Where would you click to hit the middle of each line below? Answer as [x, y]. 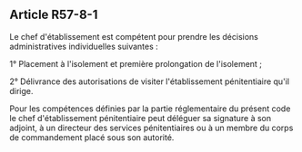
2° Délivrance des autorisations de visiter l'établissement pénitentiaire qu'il [149, 81]
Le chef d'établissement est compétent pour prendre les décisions [134, 36]
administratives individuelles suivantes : [84, 46]
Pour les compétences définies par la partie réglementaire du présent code [150, 109]
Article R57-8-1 [54, 15]
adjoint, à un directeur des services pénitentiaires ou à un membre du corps [151, 128]
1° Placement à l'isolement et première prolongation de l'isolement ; [136, 63]
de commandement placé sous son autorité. [92, 137]
